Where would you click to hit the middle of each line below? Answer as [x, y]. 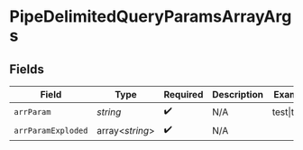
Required [184, 94]
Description [238, 94]
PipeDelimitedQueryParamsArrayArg [151, 17]
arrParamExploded [51, 130]
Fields [27, 69]
